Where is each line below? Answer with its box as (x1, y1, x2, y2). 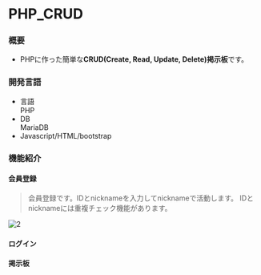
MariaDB (19, 122, 50, 132)
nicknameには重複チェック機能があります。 (27, 203, 172, 212)
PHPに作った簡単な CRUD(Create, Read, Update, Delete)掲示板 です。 (19, 55, 249, 64)
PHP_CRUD (8, 5, 84, 23)
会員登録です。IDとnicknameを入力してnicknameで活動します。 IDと (27, 193, 255, 203)
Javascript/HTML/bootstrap (19, 131, 112, 140)
